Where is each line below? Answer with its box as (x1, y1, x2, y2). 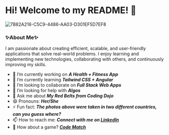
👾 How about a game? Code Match (12, 124, 86, 130)
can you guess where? (12, 111, 62, 117)
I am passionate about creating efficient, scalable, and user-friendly (5, 46, 146, 52)
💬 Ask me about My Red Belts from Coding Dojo (12, 93, 114, 99)
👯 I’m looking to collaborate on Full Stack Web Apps (12, 82, 122, 88)
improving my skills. (5, 62, 46, 68)
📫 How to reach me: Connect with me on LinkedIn (12, 117, 120, 123)
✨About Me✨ (5, 34, 39, 41)
